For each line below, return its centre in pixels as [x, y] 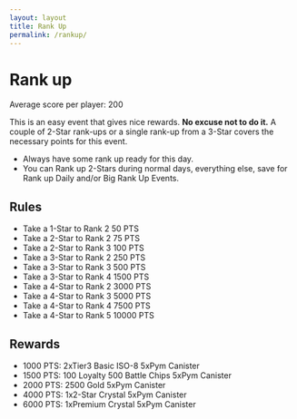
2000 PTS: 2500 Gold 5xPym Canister [94, 385]
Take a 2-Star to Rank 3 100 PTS [83, 248]
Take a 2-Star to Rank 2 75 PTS [81, 239]
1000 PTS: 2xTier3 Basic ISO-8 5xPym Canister [111, 365]
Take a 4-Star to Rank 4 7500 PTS [87, 306]
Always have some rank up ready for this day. [108, 159]
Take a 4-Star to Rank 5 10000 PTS [88, 316]
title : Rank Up [38, 26]
